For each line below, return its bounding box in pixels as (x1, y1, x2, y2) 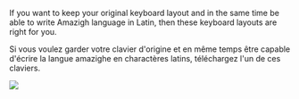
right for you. (9, 27, 57, 37)
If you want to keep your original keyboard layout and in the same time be (9, 8, 279, 18)
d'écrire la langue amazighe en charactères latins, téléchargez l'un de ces (9, 54, 281, 63)
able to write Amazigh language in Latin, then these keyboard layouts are (9, 17, 278, 28)
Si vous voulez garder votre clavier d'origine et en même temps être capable (9, 44, 291, 54)
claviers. (9, 62, 41, 73)
